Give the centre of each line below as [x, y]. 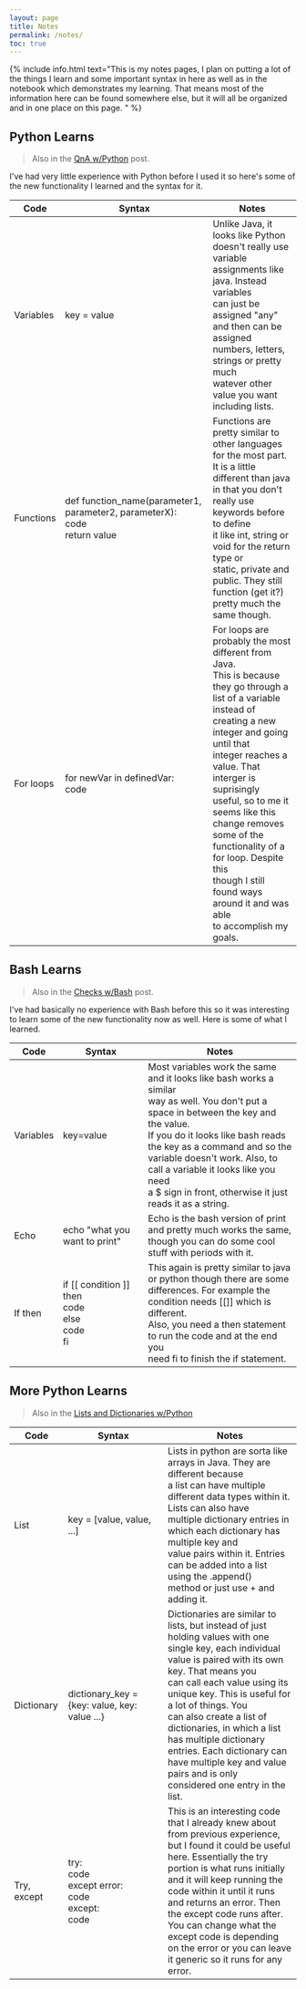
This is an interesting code [224, 1811]
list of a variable [246, 699]
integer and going [250, 732]
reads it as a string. [189, 1203]
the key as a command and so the [220, 1146]
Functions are [242, 421]
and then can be [247, 326]
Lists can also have [209, 1507]
